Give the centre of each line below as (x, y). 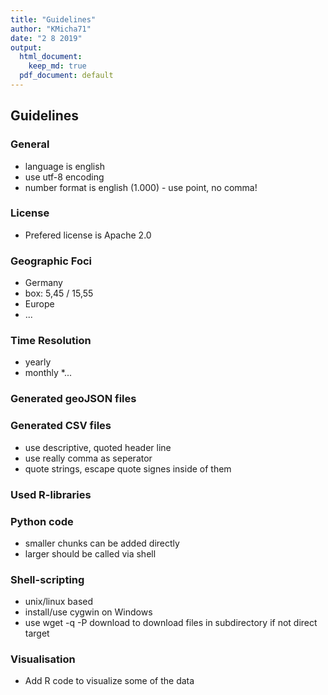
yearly (38, 362)
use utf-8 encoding (64, 177)
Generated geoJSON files (73, 399)
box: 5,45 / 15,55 (59, 293)
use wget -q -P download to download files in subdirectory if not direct (171, 623)
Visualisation (43, 659)
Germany (43, 283)
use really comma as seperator (88, 458)
